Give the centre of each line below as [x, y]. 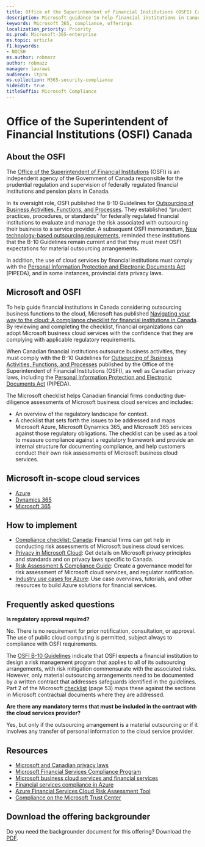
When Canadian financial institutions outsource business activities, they [97, 351]
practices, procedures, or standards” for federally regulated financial [92, 216]
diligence [18, 402]
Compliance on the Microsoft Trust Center [68, 798]
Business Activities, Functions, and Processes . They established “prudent [99, 209]
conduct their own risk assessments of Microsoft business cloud [96, 453]
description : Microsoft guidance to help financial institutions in [95, 18]
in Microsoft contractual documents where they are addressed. [85, 695]
